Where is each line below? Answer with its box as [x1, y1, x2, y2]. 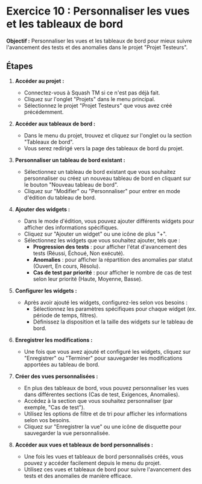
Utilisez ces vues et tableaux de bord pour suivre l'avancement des [24, 465, 192, 473]
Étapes [6, 61, 33, 71]
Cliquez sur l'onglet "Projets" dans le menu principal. [24, 95, 156, 102]
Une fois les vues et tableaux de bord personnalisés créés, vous [24, 453, 184, 460]
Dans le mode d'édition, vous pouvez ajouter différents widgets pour [24, 217, 195, 225]
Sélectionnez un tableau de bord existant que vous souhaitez [24, 168, 176, 175]
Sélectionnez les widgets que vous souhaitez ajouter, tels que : [24, 236, 181, 244]
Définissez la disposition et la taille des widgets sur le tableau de [33, 318, 194, 325]
